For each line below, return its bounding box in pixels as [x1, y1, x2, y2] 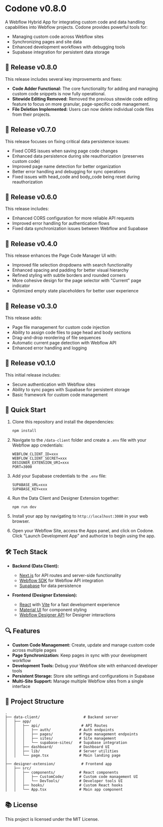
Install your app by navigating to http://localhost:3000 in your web [12, 513, 148, 519]
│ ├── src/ [5, 766, 32, 771]
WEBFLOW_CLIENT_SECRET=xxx [12, 456, 67, 461]
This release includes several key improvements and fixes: [5, 76, 122, 82]
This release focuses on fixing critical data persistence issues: [5, 138, 130, 144]
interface [12, 683, 31, 689]
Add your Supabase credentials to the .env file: [12, 473, 107, 479]
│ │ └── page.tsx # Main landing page [5, 753, 121, 758]
